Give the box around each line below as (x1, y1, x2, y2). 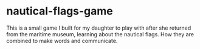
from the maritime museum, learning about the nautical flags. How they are (6, 30, 195, 38)
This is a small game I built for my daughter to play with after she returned (6, 24, 191, 31)
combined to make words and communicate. (6, 37, 118, 44)
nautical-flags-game (6, 4, 114, 18)
